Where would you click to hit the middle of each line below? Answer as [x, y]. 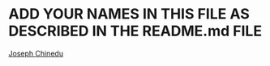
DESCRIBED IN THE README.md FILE [135, 31]
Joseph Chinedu [36, 53]
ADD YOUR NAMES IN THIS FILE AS [129, 14]
